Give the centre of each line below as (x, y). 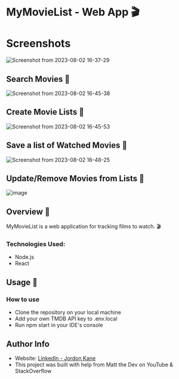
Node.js (24, 257)
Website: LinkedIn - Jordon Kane (55, 358)
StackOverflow (33, 371)
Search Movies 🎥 (38, 79)
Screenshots (38, 44)
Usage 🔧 (22, 282)
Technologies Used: (36, 244)
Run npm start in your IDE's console (59, 325)
